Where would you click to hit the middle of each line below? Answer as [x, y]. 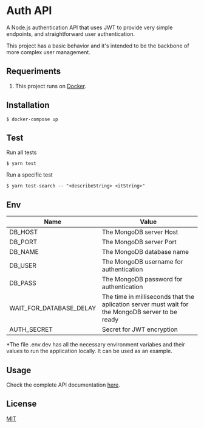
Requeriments [34, 72]
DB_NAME [24, 252]
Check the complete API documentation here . [63, 385]
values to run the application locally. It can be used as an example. [90, 351]
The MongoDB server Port [140, 242]
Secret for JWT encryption [140, 329]
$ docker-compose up [32, 119]
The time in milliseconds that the [148, 297]
